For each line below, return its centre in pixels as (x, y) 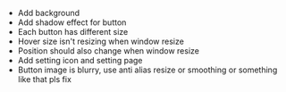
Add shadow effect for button (72, 22)
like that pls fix (44, 79)
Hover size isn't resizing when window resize (101, 41)
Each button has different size (73, 32)
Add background (49, 13)
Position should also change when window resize (108, 51)
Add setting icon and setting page (80, 60)
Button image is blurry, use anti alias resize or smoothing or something (147, 70)
